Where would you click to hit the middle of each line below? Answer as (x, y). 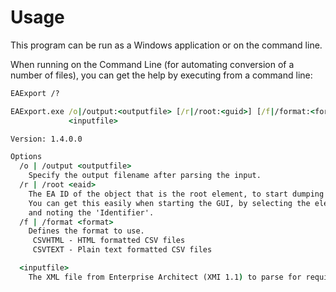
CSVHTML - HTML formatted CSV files (109, 241)
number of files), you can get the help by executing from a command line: (161, 75)
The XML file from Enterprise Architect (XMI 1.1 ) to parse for (165, 277)
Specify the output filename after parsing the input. (145, 176)
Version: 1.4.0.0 (46, 139)
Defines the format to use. (86, 231)
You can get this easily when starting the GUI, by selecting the (169, 203)
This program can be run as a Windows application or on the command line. (166, 45)
